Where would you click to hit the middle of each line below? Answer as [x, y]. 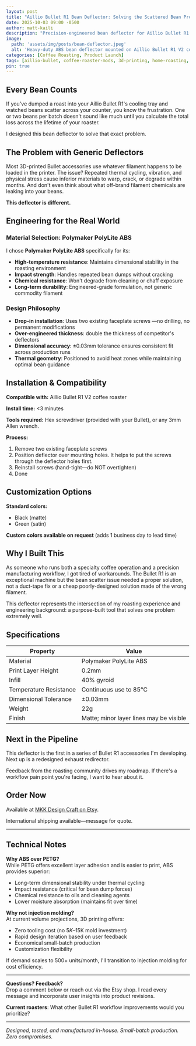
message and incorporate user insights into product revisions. [80, 996]
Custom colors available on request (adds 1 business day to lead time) [92, 535]
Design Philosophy [33, 308]
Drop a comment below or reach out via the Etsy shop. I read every [87, 989]
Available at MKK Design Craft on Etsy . [52, 809]
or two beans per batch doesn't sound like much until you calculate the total [97, 116]
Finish [17, 718]
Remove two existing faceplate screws [61, 448]
